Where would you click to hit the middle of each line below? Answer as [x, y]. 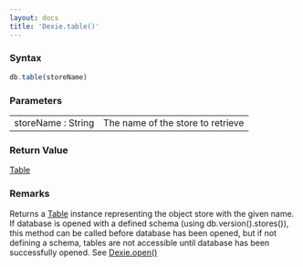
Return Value [39, 149]
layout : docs [34, 18]
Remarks [30, 194]
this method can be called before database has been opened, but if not [143, 232]
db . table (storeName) [49, 77]
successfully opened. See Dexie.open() [84, 252]
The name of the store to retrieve [174, 122]
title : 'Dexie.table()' [55, 26]
